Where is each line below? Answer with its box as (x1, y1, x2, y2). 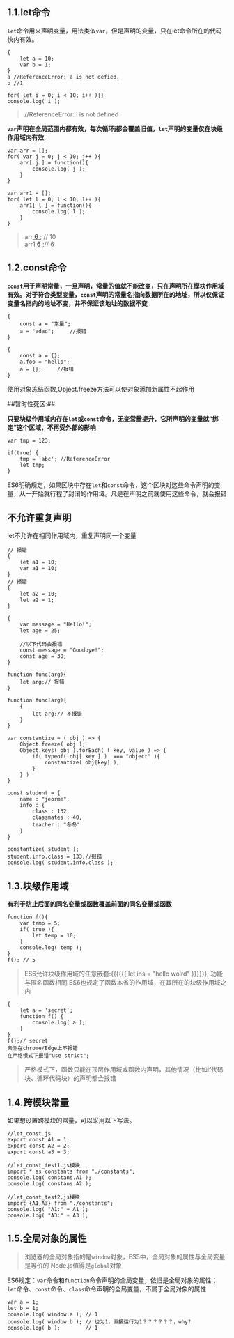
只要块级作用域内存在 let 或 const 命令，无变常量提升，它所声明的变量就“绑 (7, 414, 219, 423)
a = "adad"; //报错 (19, 328, 87, 334)
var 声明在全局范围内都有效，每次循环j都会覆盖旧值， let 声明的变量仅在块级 (7, 124, 223, 132)
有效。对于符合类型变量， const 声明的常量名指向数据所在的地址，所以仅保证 (7, 290, 224, 298)
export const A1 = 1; (7, 1137, 70, 1144)
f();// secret (7, 1038, 49, 1045)
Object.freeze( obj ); (19, 741, 86, 748)
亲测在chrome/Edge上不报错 (7, 1045, 78, 1052)
